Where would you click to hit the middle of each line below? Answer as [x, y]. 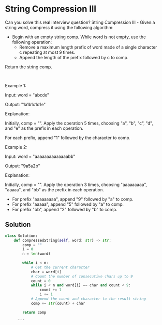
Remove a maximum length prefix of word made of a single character [88, 47]
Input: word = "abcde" [27, 95]
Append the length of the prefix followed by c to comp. [74, 57]
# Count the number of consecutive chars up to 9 [82, 276]
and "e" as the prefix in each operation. [44, 128]
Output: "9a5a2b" [22, 166]
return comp [35, 312]
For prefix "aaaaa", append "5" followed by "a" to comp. [68, 204]
